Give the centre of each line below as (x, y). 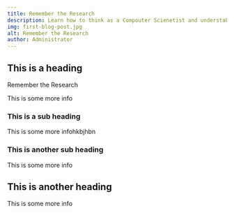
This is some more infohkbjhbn (52, 132)
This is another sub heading (55, 149)
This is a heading (45, 68)
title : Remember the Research (51, 14)
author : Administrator (40, 40)
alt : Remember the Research (48, 33)
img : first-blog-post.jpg (45, 27)
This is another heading (60, 187)
